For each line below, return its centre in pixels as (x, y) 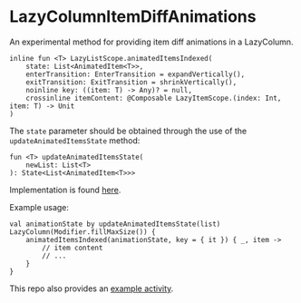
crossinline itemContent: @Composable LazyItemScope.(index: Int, (154, 98)
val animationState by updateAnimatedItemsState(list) (115, 224)
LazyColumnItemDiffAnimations (133, 17)
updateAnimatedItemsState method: (75, 140)
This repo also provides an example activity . (92, 288)
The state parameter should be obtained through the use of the (128, 131)
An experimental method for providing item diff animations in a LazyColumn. (151, 42)
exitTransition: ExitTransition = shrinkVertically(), (131, 82)
